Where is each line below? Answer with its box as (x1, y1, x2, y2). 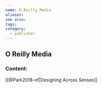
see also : (5, 17, 27, 22)
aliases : (5, 12, 24, 17)
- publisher (10, 31, 36, 36)
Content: (5, 65, 28, 72)
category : (5, 26, 27, 32)
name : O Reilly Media (5, 7, 52, 13)
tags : (5, 21, 17, 27)
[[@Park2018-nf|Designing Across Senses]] (5, 77, 98, 83)
